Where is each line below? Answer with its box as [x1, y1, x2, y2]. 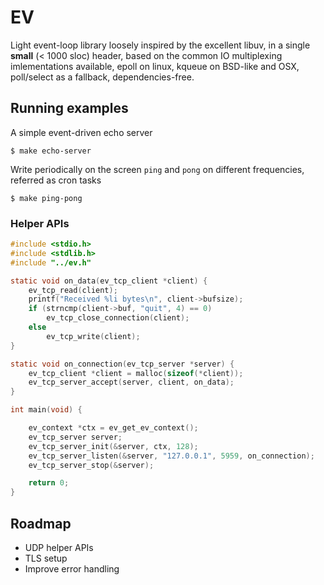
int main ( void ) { [10, 405, 83, 415]
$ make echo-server [10, 146, 92, 156]
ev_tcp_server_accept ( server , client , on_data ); [28, 377, 235, 388]
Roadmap [10, 515, 72, 532]
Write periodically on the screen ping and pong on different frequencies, [10, 163, 305, 175]
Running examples [10, 100, 129, 117]
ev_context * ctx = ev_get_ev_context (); [28, 423, 199, 433]
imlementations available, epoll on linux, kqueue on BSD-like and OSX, [10, 60, 300, 72]
